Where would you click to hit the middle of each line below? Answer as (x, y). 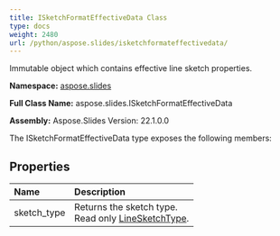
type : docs (30, 26)
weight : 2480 (34, 34)
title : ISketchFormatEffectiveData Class (89, 18)
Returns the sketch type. (126, 207)
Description (100, 192)
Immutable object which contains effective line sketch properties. (131, 68)
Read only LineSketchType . (131, 219)
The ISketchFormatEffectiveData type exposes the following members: (141, 138)
